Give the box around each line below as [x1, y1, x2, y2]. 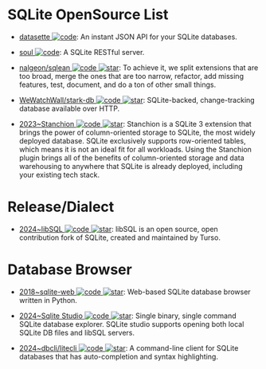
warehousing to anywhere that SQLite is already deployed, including [18, 161, 244, 171]
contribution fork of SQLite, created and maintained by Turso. [18, 233, 221, 242]
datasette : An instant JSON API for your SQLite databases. [18, 32, 238, 41]
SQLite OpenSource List [7, 6, 169, 24]
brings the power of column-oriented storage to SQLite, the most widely [18, 128, 256, 137]
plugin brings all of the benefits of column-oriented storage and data [18, 153, 244, 163]
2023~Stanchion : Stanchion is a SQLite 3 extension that [18, 119, 252, 128]
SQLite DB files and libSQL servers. [18, 328, 135, 337]
